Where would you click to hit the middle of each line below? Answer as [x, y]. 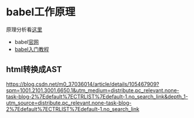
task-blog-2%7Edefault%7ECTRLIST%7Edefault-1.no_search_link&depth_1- [97, 96]
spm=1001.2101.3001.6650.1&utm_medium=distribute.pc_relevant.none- [93, 90]
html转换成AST [34, 70]
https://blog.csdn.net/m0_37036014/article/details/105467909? [83, 84]
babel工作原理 [41, 12]
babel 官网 [27, 42]
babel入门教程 [32, 49]
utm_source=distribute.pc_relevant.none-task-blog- [69, 103]
